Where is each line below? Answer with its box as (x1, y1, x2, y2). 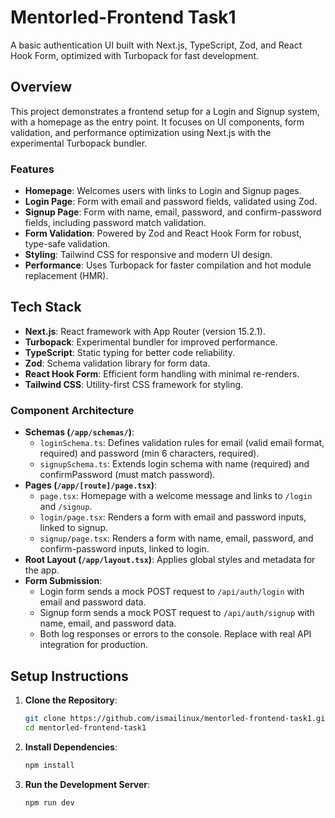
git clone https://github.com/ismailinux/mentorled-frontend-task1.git (24, 713, 330, 723)
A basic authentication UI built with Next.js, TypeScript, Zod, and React (10, 39, 303, 51)
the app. (24, 564, 60, 576)
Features (10, 162, 55, 176)
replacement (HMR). (24, 270, 109, 282)
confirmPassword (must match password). (39, 469, 216, 481)
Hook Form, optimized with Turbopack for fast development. (10, 49, 259, 61)
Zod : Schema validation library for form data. (24, 357, 211, 369)
